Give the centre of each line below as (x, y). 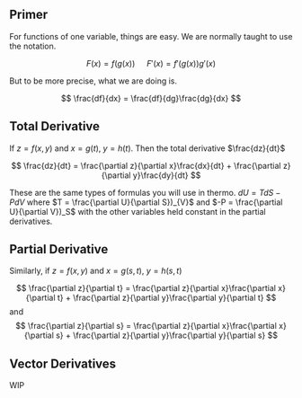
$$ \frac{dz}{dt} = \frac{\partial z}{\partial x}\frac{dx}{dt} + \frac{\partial (146, 165)
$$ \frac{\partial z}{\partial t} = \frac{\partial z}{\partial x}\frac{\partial (147, 288)
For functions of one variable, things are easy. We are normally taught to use (151, 36)
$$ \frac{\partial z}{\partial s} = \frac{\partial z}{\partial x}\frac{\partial (146, 326)
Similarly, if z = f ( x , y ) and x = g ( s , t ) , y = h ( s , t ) (96, 271)
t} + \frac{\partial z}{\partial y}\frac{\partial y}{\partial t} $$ (167, 298)
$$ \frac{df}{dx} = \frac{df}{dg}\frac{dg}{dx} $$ (151, 98)
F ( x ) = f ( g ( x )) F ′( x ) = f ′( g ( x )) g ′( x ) (151, 63)
